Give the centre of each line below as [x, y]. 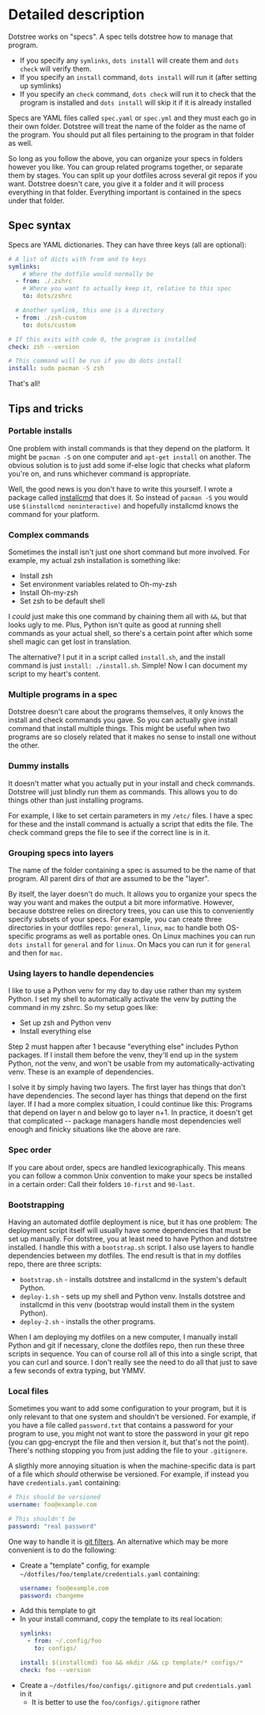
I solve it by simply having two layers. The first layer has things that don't [127, 1087]
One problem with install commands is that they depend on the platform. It [129, 448]
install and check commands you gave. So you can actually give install [123, 720]
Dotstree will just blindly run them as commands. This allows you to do [123, 791]
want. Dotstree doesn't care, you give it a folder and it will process [116, 183]
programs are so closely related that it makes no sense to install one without [132, 737]
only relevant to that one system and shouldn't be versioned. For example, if [132, 1417]
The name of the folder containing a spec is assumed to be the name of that [132, 870]
